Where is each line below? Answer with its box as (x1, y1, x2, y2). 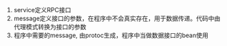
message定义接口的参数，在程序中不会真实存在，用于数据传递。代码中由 (13, 14, 221, 22)
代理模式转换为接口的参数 (13, 23, 87, 30)
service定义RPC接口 (13, 6, 72, 14)
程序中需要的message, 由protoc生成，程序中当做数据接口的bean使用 (13, 31, 208, 39)
